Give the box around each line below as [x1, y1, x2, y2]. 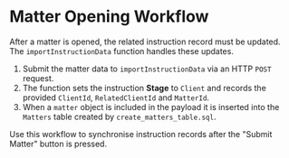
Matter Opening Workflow [9, 6, 209, 27]
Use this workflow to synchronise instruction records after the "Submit [9, 128, 273, 139]
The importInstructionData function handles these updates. [9, 45, 234, 56]
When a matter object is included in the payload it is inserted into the [22, 101, 280, 112]
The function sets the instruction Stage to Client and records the [22, 82, 267, 93]
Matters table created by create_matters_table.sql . [22, 111, 217, 122]
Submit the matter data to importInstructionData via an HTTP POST [22, 63, 272, 74]
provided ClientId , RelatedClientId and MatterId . [22, 92, 210, 103]
